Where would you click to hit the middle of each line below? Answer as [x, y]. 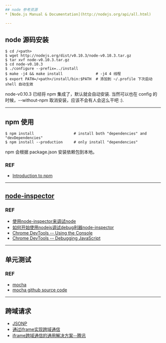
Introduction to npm [32, 176]
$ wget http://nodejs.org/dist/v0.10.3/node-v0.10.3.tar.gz [68, 56]
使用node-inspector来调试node [44, 221]
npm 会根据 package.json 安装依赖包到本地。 [51, 152]
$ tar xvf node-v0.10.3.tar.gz [37, 60]
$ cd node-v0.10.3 [24, 65]
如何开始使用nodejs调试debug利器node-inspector [63, 228]
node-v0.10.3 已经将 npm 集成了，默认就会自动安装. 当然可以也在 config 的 [81, 94]
